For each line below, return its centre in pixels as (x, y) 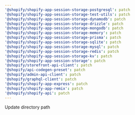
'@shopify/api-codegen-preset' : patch (45, 70)
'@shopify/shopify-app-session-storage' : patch (55, 61)
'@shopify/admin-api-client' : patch (43, 75)
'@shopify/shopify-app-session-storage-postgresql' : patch (67, 10)
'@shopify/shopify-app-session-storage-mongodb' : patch (64, 28)
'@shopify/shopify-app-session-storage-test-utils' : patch (67, 14)
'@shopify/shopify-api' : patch (37, 93)
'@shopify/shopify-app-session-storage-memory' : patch (63, 33)
